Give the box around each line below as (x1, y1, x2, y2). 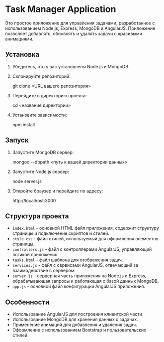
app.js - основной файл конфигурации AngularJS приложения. (12, 283, 146, 290)
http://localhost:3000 (12, 197, 56, 203)
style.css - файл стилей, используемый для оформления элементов (12, 236, 159, 242)
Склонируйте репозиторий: (12, 73, 71, 79)
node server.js (12, 178, 42, 184)
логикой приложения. (12, 252, 59, 258)
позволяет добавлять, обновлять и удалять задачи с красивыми (5, 30, 143, 36)
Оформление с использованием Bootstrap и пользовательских (12, 327, 147, 333)
